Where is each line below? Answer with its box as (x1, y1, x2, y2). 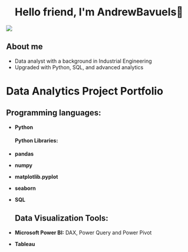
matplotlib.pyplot (14, 173, 58, 180)
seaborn (14, 185, 37, 192)
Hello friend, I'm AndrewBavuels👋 (14, 5, 184, 19)
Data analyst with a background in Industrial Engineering (14, 57, 152, 64)
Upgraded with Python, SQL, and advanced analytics (14, 63, 144, 70)
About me (6, 41, 43, 52)
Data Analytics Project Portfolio (6, 84, 164, 98)
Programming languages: (6, 108, 101, 118)
